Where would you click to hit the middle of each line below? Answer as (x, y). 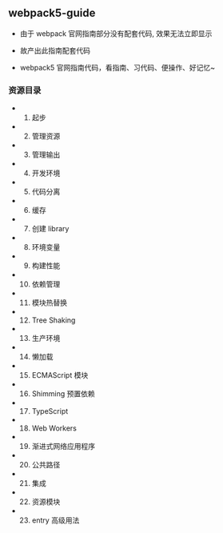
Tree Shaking (54, 320)
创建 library (50, 229)
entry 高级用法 (56, 520)
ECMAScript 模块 (60, 375)
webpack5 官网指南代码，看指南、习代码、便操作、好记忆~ (117, 67)
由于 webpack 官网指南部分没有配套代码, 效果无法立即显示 (116, 33)
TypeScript (50, 411)
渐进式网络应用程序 (64, 447)
